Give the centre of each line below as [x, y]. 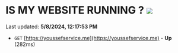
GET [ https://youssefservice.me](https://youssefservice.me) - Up [93, 38]
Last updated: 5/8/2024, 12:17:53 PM [52, 26]
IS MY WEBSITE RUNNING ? [75, 10]
